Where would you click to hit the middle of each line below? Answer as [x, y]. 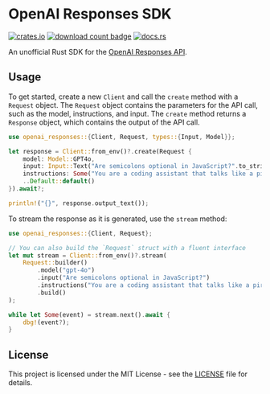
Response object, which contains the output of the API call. [104, 122]
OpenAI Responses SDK [90, 14]
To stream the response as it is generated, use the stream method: [118, 219]
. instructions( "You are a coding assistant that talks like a [143, 285]
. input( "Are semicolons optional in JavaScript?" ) [124, 278]
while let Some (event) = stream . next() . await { [90, 314]
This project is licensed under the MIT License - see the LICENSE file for [128, 374]
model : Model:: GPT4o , [59, 159]
